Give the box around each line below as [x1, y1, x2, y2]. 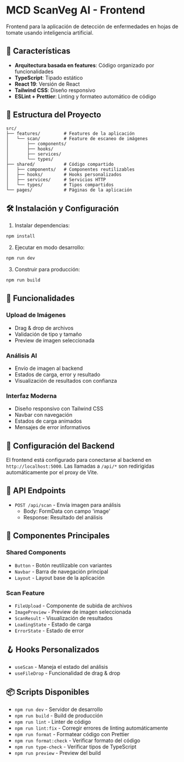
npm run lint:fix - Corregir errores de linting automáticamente [14, 724, 168, 732]
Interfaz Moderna [6, 392, 57, 400]
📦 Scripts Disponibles [6, 687, 90, 698]
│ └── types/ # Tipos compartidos [6, 182, 114, 188]
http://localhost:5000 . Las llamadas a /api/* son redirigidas [6, 462, 155, 470]
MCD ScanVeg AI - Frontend [6, 4, 145, 17]
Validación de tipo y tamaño [14, 331, 82, 338]
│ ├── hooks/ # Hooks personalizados [6, 171, 122, 178]
